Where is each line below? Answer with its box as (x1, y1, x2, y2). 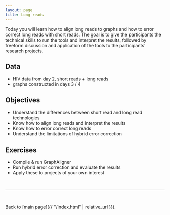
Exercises (5, 146, 37, 154)
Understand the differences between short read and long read (12, 110, 143, 116)
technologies (12, 115, 40, 121)
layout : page (5, 7, 33, 13)
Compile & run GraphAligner (12, 159, 72, 165)
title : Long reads (5, 12, 44, 17)
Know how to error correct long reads (12, 125, 92, 132)
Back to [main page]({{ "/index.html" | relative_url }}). (5, 204, 116, 210)
